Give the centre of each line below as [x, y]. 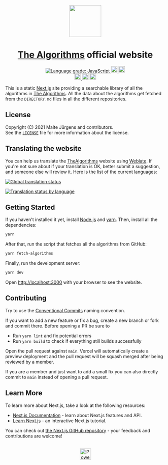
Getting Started [30, 207]
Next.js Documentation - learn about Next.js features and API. [77, 415]
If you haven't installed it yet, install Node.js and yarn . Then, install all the [81, 220]
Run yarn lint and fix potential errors [52, 336]
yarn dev [14, 272]
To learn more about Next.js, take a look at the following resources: [75, 405]
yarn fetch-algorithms [29, 254]
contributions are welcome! [34, 436]
